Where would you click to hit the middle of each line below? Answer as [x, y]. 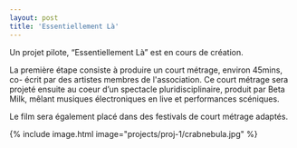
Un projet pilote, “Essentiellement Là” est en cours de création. [126, 52]
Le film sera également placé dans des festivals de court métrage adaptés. [148, 116]
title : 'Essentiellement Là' [64, 26]
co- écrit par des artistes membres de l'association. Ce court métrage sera [149, 79]
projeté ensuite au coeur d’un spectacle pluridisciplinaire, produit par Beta [147, 89]
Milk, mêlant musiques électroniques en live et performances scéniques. [144, 99]
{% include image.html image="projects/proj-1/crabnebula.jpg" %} [134, 133]
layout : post [34, 18]
